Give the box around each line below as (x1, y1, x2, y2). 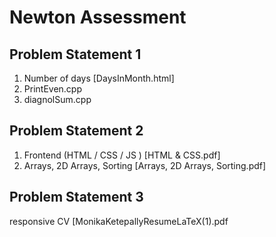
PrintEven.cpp (23, 83, 83, 95)
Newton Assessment (9, 6, 187, 29)
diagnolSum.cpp (23, 94, 92, 105)
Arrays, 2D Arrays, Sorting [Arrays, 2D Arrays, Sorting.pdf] (23, 159, 267, 171)
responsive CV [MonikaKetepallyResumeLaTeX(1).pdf (9, 215, 229, 227)
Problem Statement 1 (9, 46, 142, 63)
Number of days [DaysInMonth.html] (23, 72, 175, 84)
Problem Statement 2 (9, 122, 144, 140)
